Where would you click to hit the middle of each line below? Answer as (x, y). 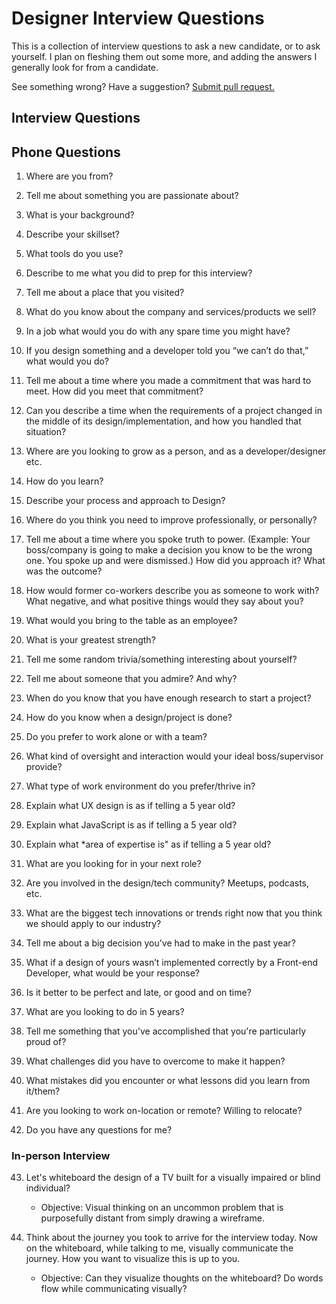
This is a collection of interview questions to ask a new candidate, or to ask (166, 46)
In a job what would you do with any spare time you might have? (158, 331)
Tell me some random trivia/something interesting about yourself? (161, 659)
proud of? (46, 1042)
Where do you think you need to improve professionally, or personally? (171, 520)
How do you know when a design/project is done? (129, 718)
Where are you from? (69, 176)
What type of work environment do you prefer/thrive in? (140, 786)
